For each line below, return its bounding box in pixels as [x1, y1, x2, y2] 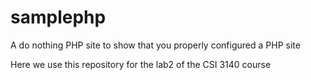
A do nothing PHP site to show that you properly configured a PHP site [10, 39, 301, 51]
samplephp [10, 6, 107, 29]
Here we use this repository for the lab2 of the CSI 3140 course [10, 58, 272, 70]
